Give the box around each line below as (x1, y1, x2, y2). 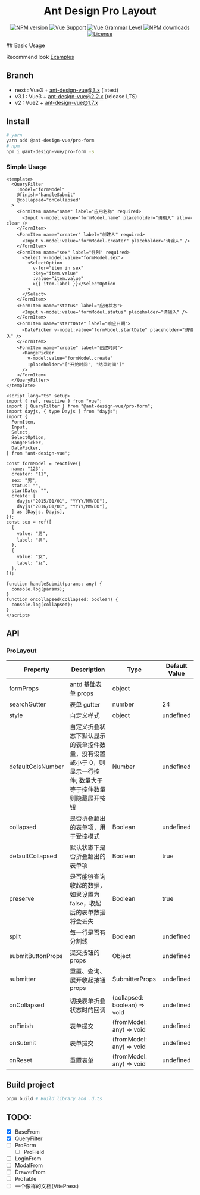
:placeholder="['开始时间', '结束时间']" (27, 362, 125, 368)
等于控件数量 (69, 785, 106, 793)
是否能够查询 (69, 873, 106, 881)
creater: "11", (11, 471, 49, 477)
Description (71, 665, 105, 674)
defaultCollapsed (9, 852, 57, 860)
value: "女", (17, 554, 49, 560)
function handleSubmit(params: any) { (6, 581, 102, 587)
